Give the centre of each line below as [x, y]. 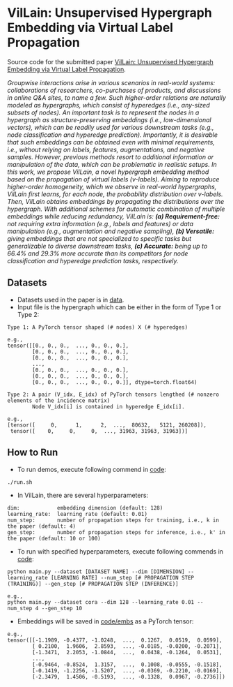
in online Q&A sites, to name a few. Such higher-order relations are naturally [116, 97]
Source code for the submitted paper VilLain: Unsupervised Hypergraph [110, 61]
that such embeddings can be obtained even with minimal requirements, [111, 142]
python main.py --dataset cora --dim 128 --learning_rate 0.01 [101, 602]
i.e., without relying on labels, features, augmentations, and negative [106, 149]
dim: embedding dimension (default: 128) [85, 508]
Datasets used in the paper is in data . [71, 300]
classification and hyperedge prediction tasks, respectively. [93, 260]
